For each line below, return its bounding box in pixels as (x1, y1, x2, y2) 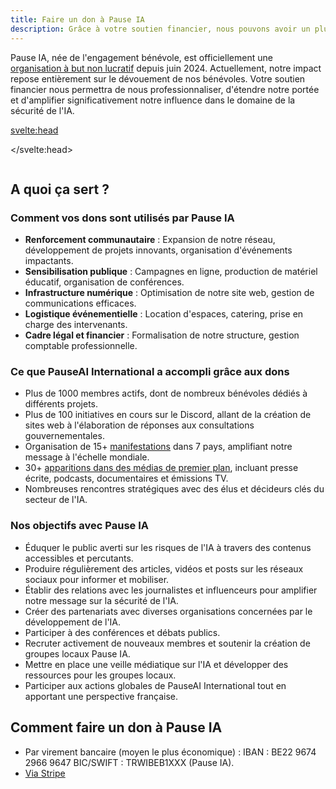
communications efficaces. (24, 297, 137, 310)
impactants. (24, 255, 74, 267)
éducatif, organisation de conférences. (24, 276, 185, 288)
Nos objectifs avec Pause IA (10, 519, 150, 533)
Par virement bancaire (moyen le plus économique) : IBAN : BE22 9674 (24, 746, 317, 758)
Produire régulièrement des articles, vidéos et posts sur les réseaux (24, 562, 304, 575)
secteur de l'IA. (24, 494, 88, 506)
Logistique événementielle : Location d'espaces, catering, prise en (24, 308, 304, 320)
